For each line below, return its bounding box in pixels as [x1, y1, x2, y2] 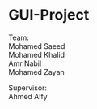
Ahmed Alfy [8, 91, 48, 101]
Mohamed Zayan [8, 67, 65, 76]
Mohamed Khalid [8, 50, 65, 59]
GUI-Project [8, 6, 90, 24]
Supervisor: [8, 83, 47, 93]
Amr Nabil [8, 59, 42, 68]
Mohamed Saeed [8, 41, 65, 50]
